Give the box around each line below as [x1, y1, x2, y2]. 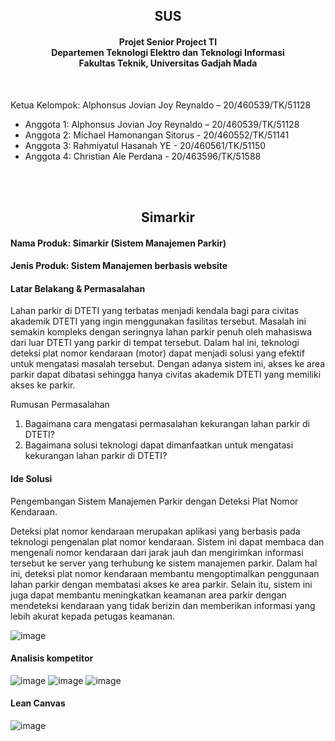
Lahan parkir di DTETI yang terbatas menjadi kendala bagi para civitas [10, 305, 300, 317]
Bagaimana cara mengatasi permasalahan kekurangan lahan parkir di [24, 418, 310, 430]
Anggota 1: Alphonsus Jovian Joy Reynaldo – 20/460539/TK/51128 [24, 118, 300, 130]
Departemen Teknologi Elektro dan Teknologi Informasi [51, 46, 285, 58]
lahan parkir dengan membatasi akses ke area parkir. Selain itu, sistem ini [10, 578, 313, 590]
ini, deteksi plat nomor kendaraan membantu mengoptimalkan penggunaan [10, 567, 320, 579]
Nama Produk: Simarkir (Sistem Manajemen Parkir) [10, 237, 227, 249]
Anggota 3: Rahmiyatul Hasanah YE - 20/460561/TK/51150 [24, 139, 267, 151]
